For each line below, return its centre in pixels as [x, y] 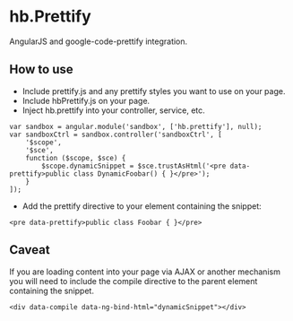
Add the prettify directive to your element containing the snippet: [142, 206]
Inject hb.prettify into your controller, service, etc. [114, 110]
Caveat [30, 250]
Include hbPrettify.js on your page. [86, 100]
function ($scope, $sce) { [76, 158]
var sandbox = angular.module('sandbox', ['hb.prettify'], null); [136, 126]
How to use [41, 69]
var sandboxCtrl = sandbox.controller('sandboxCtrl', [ [116, 134]
